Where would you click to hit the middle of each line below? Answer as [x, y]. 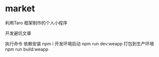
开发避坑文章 [18, 33]
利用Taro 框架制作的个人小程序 [36, 23]
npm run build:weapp [27, 49]
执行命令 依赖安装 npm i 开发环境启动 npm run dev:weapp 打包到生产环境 [79, 43]
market [20, 9]
